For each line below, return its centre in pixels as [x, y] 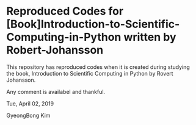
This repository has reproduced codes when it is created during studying [98, 67]
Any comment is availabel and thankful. [56, 91]
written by [150, 37]
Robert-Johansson [55, 50]
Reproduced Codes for [65, 11]
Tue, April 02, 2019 [30, 103]
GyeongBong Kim [28, 115]
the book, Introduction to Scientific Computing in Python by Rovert [90, 73]
